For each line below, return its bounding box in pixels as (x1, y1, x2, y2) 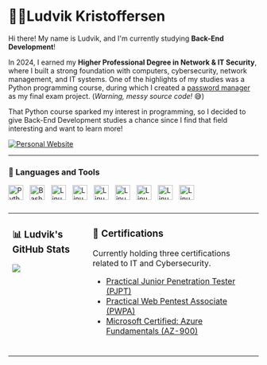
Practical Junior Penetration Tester (106, 276, 236, 287)
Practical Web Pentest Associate (106, 296, 228, 307)
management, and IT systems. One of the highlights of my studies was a (8, 74, 245, 84)
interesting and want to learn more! (8, 124, 123, 133)
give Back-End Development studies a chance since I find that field (8, 115, 228, 124)
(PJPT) (106, 286, 132, 297)
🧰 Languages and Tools (8, 167, 100, 178)
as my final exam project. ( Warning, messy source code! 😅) (8, 91, 205, 100)
